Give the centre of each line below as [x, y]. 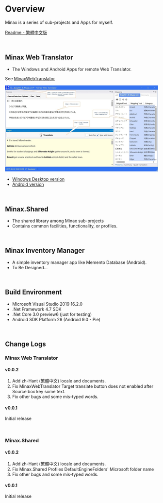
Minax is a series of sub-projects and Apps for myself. [59, 22]
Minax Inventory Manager [45, 251]
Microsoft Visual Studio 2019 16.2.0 [47, 304]
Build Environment [33, 292]
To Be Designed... [30, 267]
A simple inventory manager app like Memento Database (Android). [79, 262]
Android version [28, 184]
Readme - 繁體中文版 [26, 32]
